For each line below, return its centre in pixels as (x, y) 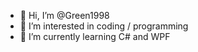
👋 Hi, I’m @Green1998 (64, 15)
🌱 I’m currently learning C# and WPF (95, 36)
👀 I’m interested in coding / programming (104, 26)
